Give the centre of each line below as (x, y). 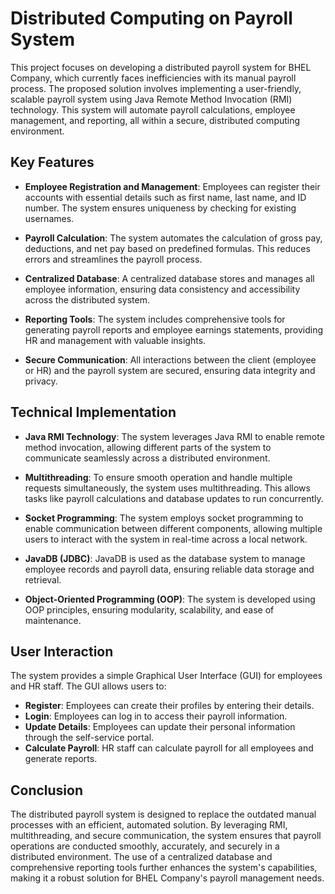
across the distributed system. (87, 299)
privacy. (41, 381)
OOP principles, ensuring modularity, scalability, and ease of (149, 609)
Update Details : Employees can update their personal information (160, 727)
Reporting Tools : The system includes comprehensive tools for (155, 319)
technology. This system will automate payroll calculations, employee (153, 109)
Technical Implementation (93, 412)
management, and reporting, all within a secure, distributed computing (155, 120)
